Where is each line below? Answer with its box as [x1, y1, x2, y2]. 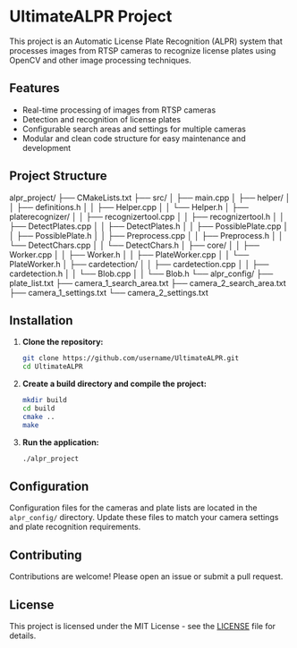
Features [9, 80, 60, 96]
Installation [9, 313, 73, 328]
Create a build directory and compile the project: [21, 378, 208, 390]
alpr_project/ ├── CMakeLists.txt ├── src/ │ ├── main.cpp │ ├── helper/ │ [9, 192, 291, 203]
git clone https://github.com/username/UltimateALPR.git [21, 354, 240, 363]
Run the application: [21, 436, 100, 448]
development [21, 142, 72, 153]
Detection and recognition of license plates [21, 114, 182, 124]
